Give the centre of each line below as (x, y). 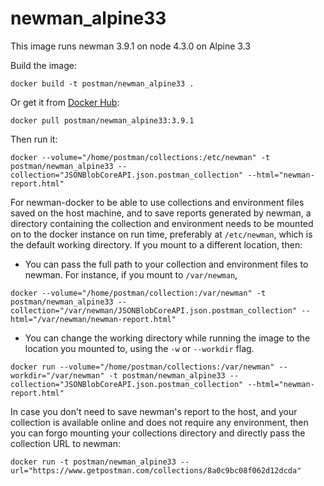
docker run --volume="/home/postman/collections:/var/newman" (142, 367)
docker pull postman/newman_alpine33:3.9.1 (102, 120)
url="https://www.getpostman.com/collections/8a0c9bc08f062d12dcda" (156, 470)
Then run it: (34, 139)
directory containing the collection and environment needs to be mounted (162, 223)
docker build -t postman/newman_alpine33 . (102, 83)
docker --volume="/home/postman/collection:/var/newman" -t (138, 293)
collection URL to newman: (66, 443)
